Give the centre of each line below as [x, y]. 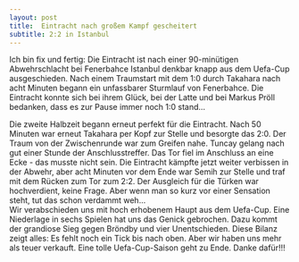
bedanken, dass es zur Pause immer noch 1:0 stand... [108, 107]
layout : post [33, 17]
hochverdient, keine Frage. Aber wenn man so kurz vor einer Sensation [140, 191]
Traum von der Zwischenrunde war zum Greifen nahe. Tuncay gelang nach [147, 143]
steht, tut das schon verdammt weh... [78, 200]
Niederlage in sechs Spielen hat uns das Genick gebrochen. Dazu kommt [144, 219]
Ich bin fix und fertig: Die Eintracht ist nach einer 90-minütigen [124, 60]
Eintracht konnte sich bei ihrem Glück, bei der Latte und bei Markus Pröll [142, 97]
